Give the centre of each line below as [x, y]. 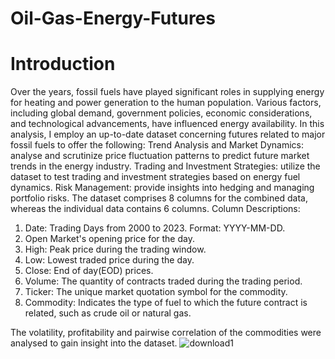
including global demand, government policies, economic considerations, [161, 113]
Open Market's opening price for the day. [109, 239]
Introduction [63, 64]
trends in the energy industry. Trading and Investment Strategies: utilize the [165, 166]
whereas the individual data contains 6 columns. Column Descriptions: [155, 209]
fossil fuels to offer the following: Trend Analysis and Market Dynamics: [157, 145]
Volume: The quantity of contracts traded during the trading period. [163, 281]
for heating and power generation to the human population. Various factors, [166, 103]
